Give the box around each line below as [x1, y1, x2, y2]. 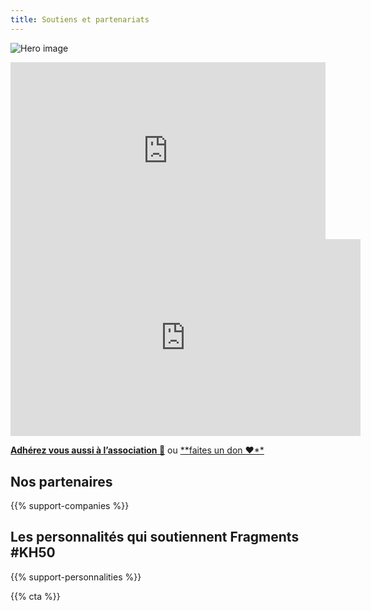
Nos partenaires [10, 473, 113, 490]
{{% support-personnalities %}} [10, 571, 142, 583]
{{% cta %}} [10, 590, 61, 602]
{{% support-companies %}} [10, 499, 130, 511]
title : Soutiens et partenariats [10, 14, 150, 25]
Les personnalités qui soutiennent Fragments [10, 529, 300, 546]
